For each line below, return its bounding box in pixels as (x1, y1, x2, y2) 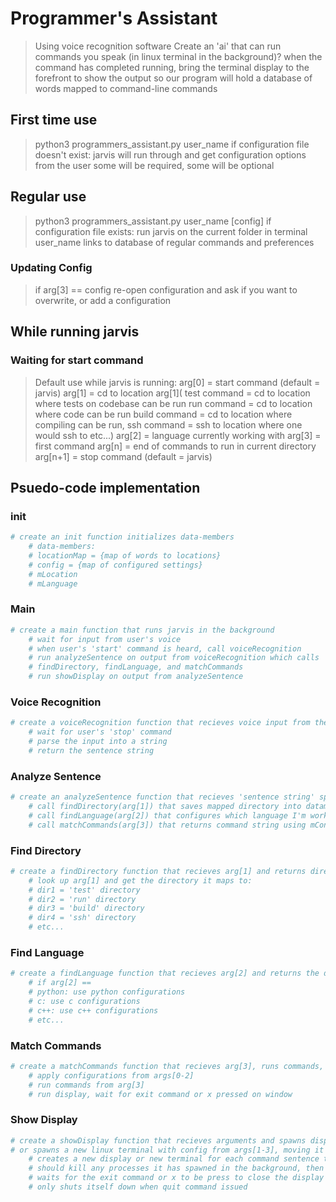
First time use (10, 112, 98, 129)
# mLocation (28, 569, 78, 579)
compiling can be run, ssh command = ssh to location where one (34, 418, 303, 431)
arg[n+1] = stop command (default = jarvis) (34, 450, 213, 462)
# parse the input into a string (28, 737, 168, 747)
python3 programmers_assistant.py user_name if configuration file (34, 138, 310, 150)
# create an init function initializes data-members (10, 532, 235, 542)
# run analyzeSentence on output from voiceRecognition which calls (28, 653, 320, 663)
